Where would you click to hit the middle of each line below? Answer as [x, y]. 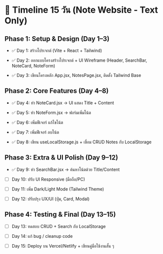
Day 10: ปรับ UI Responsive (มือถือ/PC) [48, 179]
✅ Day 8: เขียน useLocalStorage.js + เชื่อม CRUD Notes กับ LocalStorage [81, 142]
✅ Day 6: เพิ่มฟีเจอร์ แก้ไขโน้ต [37, 122]
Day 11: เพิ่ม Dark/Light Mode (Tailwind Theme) [58, 189]
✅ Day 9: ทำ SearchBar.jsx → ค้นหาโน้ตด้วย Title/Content [66, 169]
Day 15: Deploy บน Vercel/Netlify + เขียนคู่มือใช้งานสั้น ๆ [63, 246]
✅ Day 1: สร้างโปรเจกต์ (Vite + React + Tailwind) [57, 50]
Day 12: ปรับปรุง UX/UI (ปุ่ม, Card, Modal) [51, 199]
